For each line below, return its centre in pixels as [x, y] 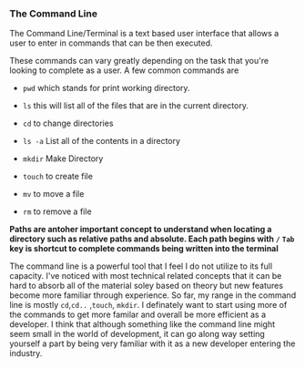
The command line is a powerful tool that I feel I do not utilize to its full [141, 266]
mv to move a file [53, 194]
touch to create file [58, 177]
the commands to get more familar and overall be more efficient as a [138, 315]
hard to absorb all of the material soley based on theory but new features [147, 286]
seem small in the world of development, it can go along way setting [137, 334]
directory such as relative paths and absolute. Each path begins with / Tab [152, 239]
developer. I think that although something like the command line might [142, 324]
